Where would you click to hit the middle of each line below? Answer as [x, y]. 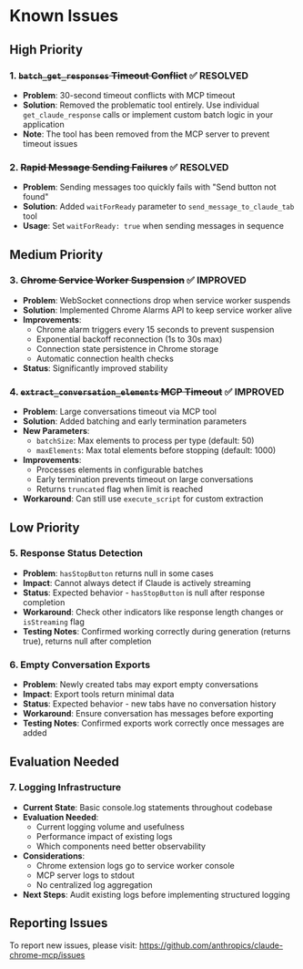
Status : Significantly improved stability [95, 368]
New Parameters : [56, 431]
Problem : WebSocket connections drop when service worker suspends [157, 300]
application [44, 124]
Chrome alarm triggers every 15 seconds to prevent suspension [155, 329]
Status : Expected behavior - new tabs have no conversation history [149, 704]
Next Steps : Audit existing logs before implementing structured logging [157, 894]
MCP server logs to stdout [85, 875]
